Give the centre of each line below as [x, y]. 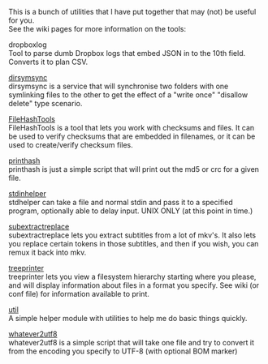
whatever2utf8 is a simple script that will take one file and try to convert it [131, 343]
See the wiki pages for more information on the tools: [97, 29]
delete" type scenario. [45, 103]
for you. [22, 20]
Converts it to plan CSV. [48, 62]
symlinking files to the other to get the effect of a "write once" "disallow [128, 95]
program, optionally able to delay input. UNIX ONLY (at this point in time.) [131, 211]
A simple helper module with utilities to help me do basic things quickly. [128, 318]
